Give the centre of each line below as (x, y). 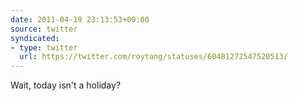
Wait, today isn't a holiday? (66, 85)
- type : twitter (44, 47)
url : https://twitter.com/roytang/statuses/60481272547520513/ (153, 57)
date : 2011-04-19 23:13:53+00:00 (80, 19)
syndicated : (35, 38)
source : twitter (44, 29)
